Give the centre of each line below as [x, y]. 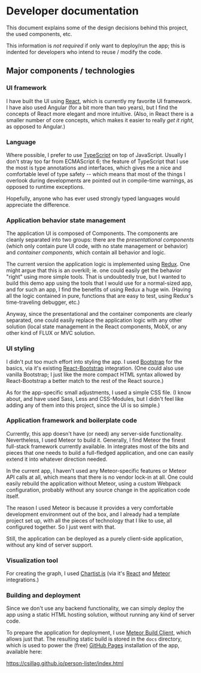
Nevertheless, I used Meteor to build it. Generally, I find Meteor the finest [96, 440]
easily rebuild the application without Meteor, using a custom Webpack [94, 483]
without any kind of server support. [50, 545]
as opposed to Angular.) [36, 126]
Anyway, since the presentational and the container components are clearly [99, 314]
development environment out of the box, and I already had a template [93, 514]
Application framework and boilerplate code [72, 421]
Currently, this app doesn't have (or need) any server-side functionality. [95, 433]
